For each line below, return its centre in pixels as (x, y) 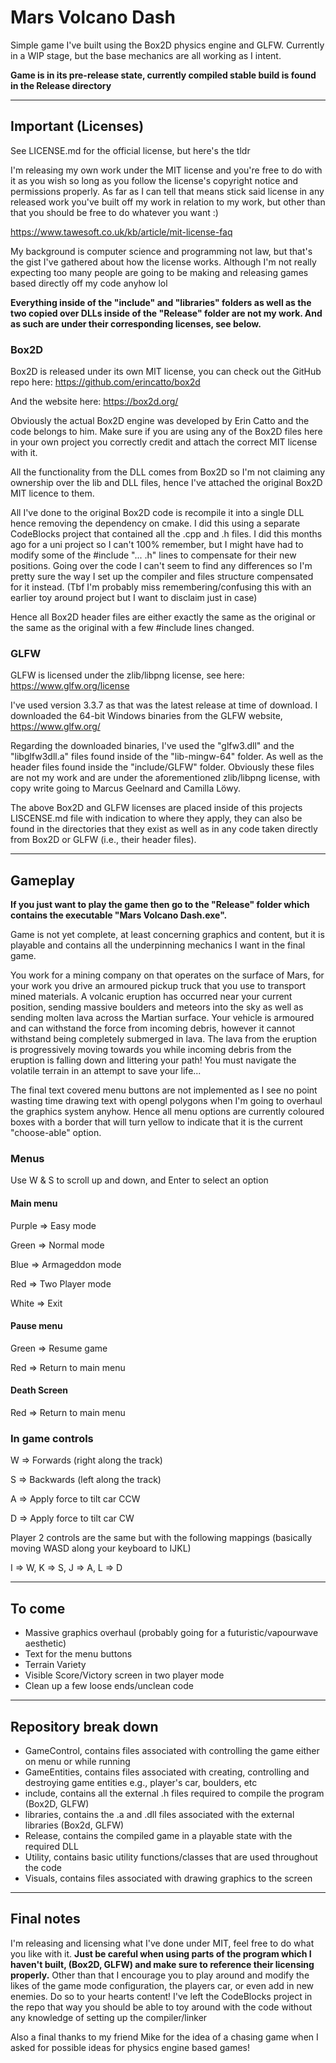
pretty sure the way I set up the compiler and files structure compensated (162, 577)
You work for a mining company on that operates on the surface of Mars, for (167, 975)
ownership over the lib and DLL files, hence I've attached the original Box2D (166, 483)
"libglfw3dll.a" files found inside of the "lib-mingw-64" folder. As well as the (167, 757)
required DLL (51, 1846)
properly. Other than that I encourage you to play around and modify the (160, 1975)
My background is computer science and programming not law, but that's (161, 251)
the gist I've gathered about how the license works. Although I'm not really (163, 262)
